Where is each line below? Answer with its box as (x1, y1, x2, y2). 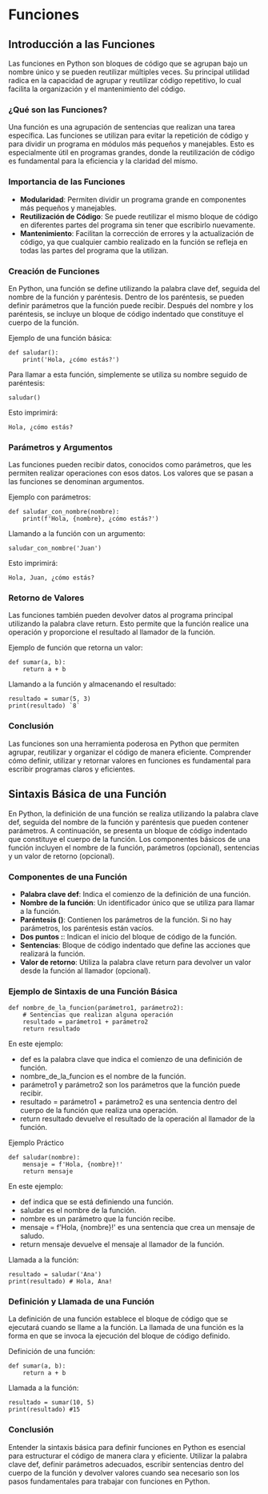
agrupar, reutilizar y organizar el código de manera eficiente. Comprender (8, 747, 252, 757)
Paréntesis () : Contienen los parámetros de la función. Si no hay (19, 915, 232, 924)
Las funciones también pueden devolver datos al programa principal (8, 611, 234, 620)
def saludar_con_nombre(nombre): (8, 508, 120, 516)
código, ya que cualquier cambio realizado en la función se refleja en (19, 237, 248, 246)
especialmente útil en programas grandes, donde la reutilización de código (8, 148, 255, 158)
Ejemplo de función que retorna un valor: (8, 643, 143, 653)
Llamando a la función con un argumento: (8, 529, 146, 539)
